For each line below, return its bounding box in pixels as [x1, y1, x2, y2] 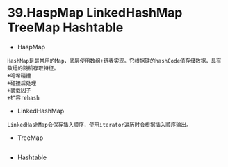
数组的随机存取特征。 [7, 65, 59, 72]
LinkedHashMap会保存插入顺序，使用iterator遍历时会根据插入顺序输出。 [7, 121, 192, 128]
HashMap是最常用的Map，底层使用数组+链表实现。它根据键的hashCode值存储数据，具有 [7, 57, 222, 64]
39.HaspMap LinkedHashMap [7, 5, 183, 21]
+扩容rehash [7, 94, 40, 102]
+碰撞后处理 [7, 79, 37, 86]
